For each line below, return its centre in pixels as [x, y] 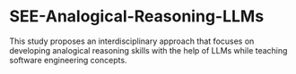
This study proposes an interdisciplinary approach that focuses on [132, 41]
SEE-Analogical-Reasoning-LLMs [137, 16]
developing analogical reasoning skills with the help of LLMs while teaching [148, 50]
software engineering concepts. [68, 60]
